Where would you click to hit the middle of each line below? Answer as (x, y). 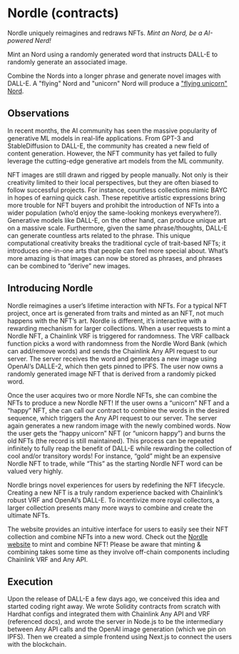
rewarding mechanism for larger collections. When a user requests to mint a (119, 328)
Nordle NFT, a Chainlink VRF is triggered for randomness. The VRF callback (118, 336)
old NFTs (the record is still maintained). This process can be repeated (111, 441)
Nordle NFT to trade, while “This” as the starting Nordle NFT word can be (115, 463)
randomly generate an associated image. (67, 61)
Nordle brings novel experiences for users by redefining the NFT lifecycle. (116, 485)
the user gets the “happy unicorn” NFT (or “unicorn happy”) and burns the (117, 433)
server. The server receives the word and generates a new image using (112, 358)
